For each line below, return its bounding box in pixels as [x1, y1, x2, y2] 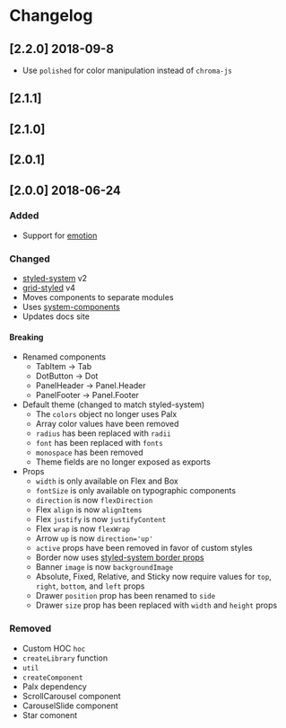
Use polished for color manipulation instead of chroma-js [22, 65, 233, 75]
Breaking [9, 332, 44, 342]
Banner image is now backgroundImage [35, 562, 174, 573]
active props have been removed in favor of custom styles [35, 543, 253, 554]
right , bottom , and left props [35, 581, 145, 591]
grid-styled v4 [22, 282, 76, 293]
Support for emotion [22, 230, 98, 241]
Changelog [9, 5, 93, 26]
